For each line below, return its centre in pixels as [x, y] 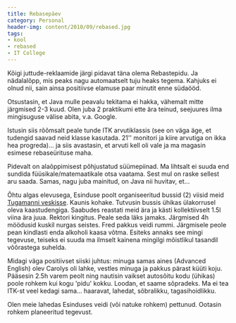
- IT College [26, 53]
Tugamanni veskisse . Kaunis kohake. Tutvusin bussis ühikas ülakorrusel [112, 202]
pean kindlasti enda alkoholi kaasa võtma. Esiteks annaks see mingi [105, 232]
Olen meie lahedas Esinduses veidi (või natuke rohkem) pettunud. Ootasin [114, 304]
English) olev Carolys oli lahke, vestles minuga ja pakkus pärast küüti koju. [115, 268]
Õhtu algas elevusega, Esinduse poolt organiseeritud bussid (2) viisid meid [116, 195]
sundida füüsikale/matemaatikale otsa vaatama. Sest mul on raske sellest [113, 174]
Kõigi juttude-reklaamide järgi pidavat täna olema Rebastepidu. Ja [103, 73]
